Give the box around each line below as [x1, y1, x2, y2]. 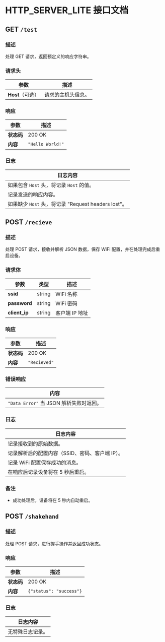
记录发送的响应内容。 [8, 191, 59, 198]
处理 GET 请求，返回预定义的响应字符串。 [5, 53, 92, 59]
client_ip [8, 309, 29, 316]
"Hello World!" [28, 142, 64, 147]
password [8, 299, 32, 306]
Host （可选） [8, 91, 40, 98]
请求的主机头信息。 [44, 91, 90, 98]
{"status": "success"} [28, 588, 82, 594]
